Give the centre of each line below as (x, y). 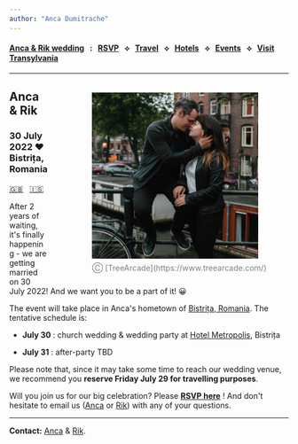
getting (22, 262)
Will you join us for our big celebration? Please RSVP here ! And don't (136, 395)
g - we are (28, 253)
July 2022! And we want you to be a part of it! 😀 (98, 291)
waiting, (24, 225)
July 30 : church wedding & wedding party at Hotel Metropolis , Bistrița (151, 335)
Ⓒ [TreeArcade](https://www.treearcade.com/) (179, 268)
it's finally (27, 234)
